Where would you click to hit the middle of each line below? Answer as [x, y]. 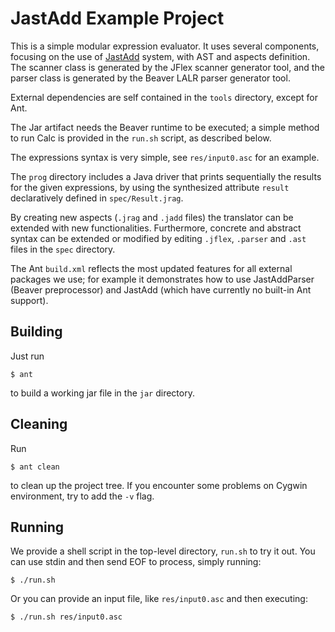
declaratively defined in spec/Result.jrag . [97, 198]
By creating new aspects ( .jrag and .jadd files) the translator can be [152, 217]
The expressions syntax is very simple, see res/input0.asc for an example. [165, 157]
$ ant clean [35, 467]
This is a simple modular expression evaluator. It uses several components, [165, 46]
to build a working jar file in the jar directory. [102, 393]
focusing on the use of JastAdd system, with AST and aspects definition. [160, 56]
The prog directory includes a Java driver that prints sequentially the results [166, 176]
